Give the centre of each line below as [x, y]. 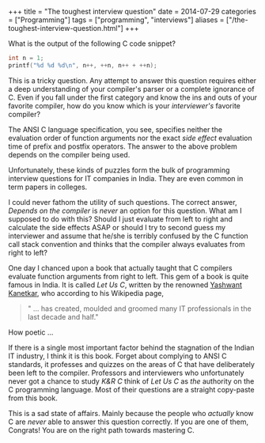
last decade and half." [63, 316]
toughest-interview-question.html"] [66, 28]
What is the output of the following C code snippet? [92, 44]
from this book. [33, 398]
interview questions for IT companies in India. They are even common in [126, 178]
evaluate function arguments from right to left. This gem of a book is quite [129, 276]
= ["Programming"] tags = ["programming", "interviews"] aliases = [116, 20]
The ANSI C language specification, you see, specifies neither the [115, 129]
